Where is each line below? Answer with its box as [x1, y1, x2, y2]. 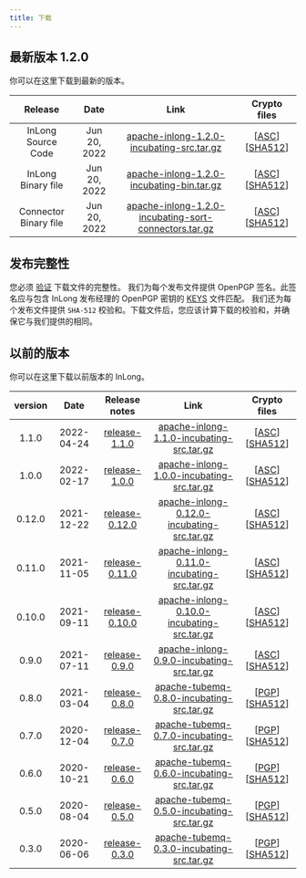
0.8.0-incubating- [153, 692, 234, 705]
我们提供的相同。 [33, 316, 97, 327]
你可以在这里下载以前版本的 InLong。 [9, 371, 150, 382]
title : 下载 [9, 13, 52, 23]
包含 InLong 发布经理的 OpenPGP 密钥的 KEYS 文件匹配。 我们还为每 [33, 293, 292, 304]
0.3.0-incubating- [153, 842, 234, 855]
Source [25, 136, 57, 149]
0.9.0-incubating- [153, 654, 234, 667]
